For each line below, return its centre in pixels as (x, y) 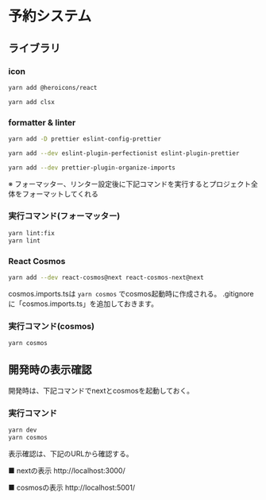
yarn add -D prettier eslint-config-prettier (85, 139)
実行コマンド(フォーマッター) (64, 216)
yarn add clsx (32, 102)
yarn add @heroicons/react (53, 87)
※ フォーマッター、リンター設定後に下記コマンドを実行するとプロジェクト (130, 184)
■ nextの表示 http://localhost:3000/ (67, 471)
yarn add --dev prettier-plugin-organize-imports (92, 168)
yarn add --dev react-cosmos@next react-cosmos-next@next (106, 277)
